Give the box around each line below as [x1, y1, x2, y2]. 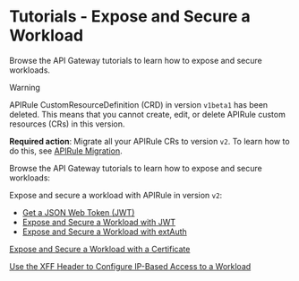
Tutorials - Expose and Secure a [9, 6, 251, 27]
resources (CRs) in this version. [9, 119, 125, 129]
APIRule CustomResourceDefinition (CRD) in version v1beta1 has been [9, 99, 269, 110]
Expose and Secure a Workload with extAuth [21, 226, 188, 237]
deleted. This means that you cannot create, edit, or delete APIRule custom [9, 109, 286, 119]
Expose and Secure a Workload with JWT [21, 216, 176, 227]
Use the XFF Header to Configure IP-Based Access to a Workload [9, 260, 252, 271]
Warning [9, 82, 40, 92]
